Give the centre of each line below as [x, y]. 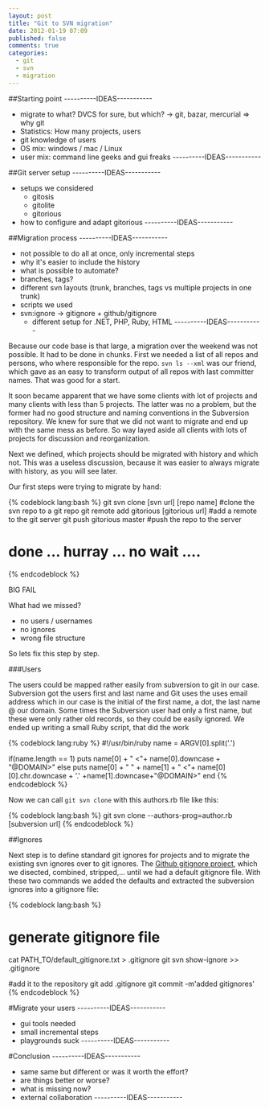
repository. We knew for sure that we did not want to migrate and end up [128, 421]
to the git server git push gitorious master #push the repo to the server [125, 519]
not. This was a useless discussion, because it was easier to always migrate [134, 462]
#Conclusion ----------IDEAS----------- [74, 1056]
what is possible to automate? [69, 270]
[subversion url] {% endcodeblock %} [71, 824]
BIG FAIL [22, 589]
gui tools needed [48, 1023]
